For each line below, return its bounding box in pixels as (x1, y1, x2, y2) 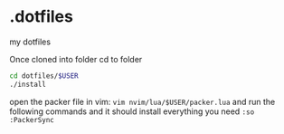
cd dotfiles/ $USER (9, 71, 79, 81)
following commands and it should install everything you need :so (9, 106, 255, 117)
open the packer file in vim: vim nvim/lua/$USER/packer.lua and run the (9, 96, 276, 107)
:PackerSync (9, 115, 54, 124)
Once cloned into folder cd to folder (9, 53, 143, 64)
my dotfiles (9, 36, 52, 47)
